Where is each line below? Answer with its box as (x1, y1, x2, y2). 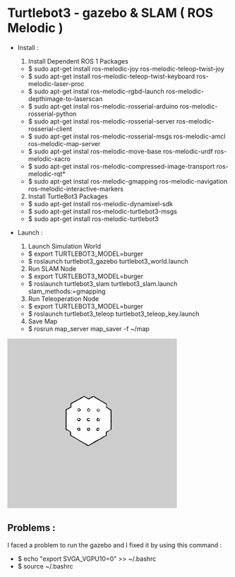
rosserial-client (28, 124, 73, 133)
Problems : (7, 522, 56, 534)
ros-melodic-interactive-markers (28, 184, 123, 193)
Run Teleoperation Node (28, 295, 100, 303)
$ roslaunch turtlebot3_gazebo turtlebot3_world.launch (28, 256, 188, 266)
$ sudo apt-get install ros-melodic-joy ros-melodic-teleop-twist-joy (28, 64, 224, 73)
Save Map (28, 316, 58, 326)
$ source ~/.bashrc (17, 561, 73, 570)
